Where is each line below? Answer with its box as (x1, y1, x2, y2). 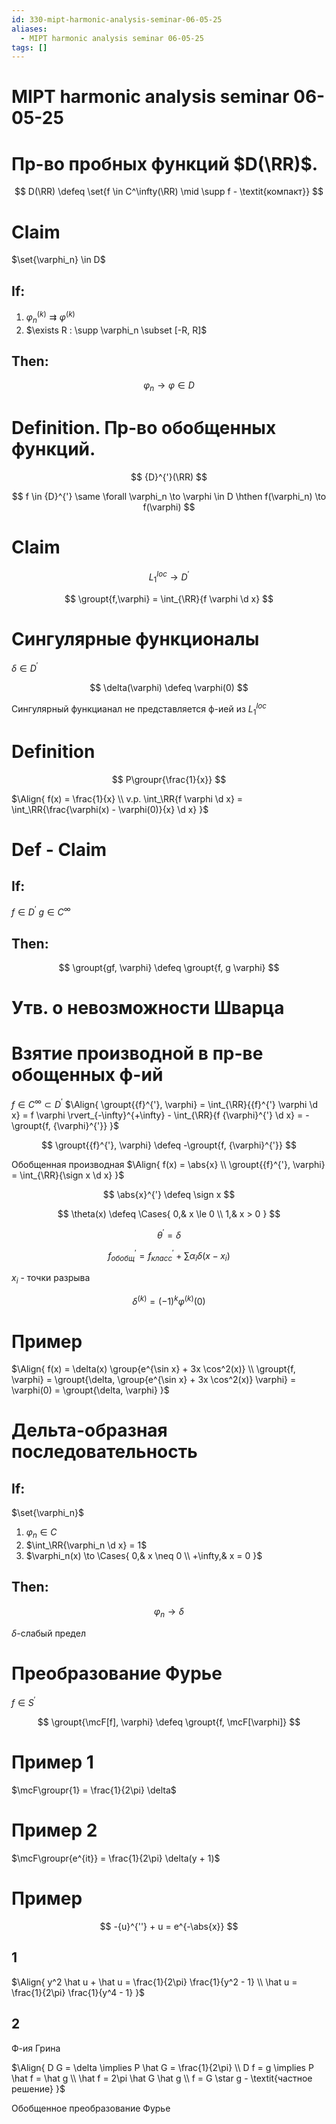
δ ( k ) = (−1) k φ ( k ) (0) (132, 1293, 206, 1307)
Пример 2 (11, 1819, 98, 1842)
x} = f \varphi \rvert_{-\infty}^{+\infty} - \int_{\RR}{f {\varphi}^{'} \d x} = (11, 1109, 304, 1121)
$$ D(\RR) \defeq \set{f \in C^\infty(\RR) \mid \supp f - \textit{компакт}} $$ (14, 186, 324, 198)
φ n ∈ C (25, 1526, 58, 1541)
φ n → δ (154, 1605, 184, 1620)
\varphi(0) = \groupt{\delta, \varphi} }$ (11, 1384, 170, 1396)
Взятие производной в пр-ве (11, 1042, 264, 1065)
